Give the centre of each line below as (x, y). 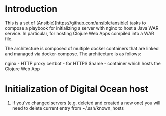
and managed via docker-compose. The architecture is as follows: (73, 54)
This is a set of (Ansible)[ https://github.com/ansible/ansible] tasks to (76, 23)
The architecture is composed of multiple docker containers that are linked (82, 48)
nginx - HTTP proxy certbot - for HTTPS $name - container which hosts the (83, 63)
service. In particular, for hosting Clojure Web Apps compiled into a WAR (80, 33)
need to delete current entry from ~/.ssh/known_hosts (68, 108)
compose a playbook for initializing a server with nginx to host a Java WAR (82, 28)
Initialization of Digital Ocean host (77, 89)
